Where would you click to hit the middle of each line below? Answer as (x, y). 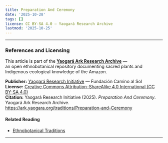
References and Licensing (37, 50)
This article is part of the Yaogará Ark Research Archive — (66, 61)
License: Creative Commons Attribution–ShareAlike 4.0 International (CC (80, 87)
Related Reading (22, 120)
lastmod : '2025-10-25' (29, 28)
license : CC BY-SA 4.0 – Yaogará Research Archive (59, 24)
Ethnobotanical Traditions (39, 131)
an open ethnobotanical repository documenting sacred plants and (74, 67)
